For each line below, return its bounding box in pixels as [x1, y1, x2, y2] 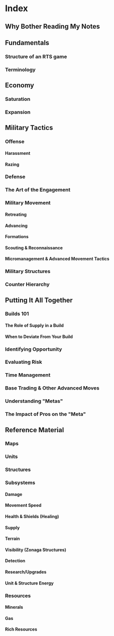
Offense [5, 138, 25, 145]
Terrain [5, 536, 20, 541]
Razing [5, 161, 19, 167]
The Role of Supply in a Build [5, 323, 64, 328]
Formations [5, 234, 29, 240]
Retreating [5, 212, 27, 217]
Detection [5, 558, 26, 564]
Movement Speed [5, 503, 42, 508]
